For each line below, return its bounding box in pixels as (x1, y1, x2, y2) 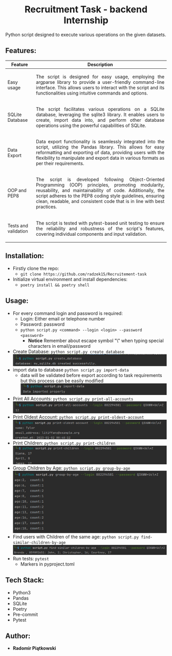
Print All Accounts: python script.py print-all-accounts (12, 396, 134, 402)
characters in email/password (28, 343, 91, 349)
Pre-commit (12, 611, 38, 617)
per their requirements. (35, 160, 84, 166)
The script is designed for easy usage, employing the (35, 73, 165, 80)
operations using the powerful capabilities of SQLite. (35, 122, 146, 128)
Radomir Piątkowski (12, 645, 56, 651)
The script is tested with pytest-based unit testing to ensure (35, 220, 165, 226)
